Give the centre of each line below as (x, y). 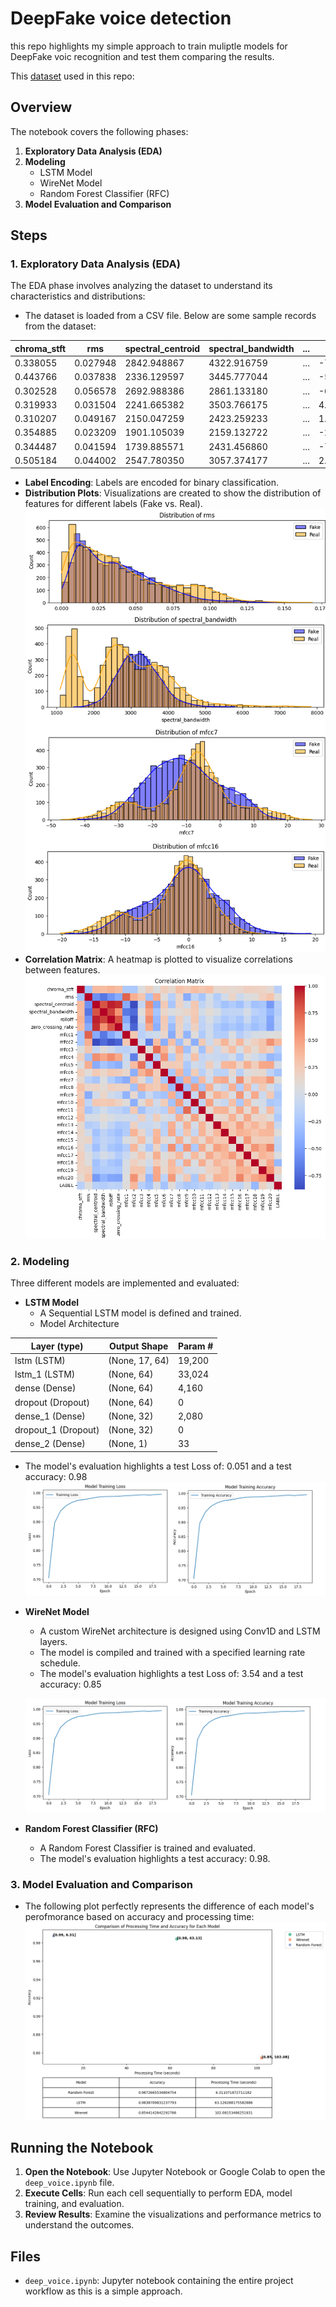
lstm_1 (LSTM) (45, 1374)
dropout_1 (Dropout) (57, 1430)
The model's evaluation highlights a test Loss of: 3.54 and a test (171, 1674)
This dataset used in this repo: (72, 76)
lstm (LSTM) (40, 1360)
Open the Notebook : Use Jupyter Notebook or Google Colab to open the (175, 2172)
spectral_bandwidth (251, 348)
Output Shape (139, 1346)
